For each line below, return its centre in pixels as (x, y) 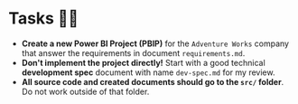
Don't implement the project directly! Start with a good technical (143, 62)
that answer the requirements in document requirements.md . (133, 52)
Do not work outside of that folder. (85, 91)
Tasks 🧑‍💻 (43, 19)
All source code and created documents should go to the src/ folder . (153, 81)
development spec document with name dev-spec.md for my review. (148, 72)
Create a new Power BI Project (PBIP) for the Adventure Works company (155, 43)
